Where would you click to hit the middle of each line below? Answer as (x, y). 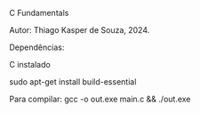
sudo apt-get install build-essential (73, 82)
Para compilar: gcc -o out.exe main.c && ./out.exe (100, 99)
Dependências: (37, 47)
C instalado (30, 65)
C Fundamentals (39, 13)
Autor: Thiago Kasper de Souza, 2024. (80, 30)
